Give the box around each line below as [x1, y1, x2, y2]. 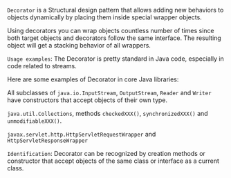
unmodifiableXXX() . [7, 117, 62, 125]
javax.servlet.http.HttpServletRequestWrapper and [7, 130, 156, 138]
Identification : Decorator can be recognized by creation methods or [7, 150, 206, 157]
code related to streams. [7, 62, 77, 70]
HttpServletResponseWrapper [7, 137, 89, 144]
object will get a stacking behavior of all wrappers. [7, 41, 151, 49]
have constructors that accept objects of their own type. [7, 96, 168, 104]
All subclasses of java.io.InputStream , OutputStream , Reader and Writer [7, 89, 212, 97]
